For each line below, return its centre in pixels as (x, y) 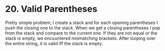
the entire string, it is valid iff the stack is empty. (54, 43)
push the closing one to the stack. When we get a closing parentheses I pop (83, 27)
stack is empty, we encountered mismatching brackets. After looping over (81, 38)
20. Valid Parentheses (51, 9)
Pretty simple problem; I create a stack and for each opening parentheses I (82, 23)
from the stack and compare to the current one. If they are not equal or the (81, 33)
